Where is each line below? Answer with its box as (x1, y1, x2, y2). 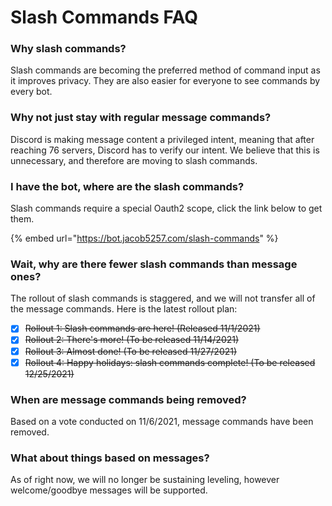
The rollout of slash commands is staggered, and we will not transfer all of (10, 292, 316, 305)
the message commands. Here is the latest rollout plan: (10, 303, 238, 315)
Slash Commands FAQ (10, 6, 198, 29)
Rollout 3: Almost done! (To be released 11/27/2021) (24, 345, 238, 357)
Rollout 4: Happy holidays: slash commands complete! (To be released (24, 356, 316, 368)
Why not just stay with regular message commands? (10, 111, 272, 125)
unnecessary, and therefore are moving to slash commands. (10, 154, 258, 166)
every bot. (10, 86, 53, 98)
